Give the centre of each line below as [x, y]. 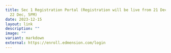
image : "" [16, 33]
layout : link [19, 24]
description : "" [22, 29]
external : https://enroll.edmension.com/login [55, 43]
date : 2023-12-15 [24, 19]
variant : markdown [25, 38]
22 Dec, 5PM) [24, 15]
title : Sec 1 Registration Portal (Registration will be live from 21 [82, 10]
